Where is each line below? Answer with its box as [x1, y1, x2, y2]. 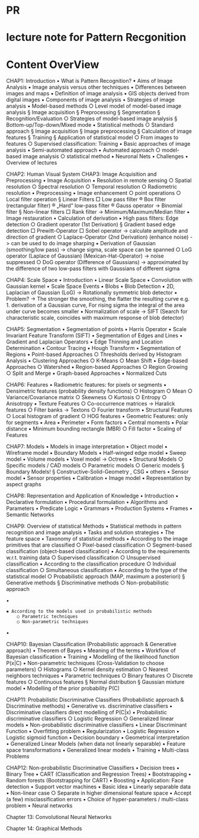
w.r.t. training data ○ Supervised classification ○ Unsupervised [6, 554, 161, 561]
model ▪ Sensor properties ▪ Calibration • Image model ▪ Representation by [6, 474, 191, 481]
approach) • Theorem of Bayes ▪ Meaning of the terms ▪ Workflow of [6, 647, 176, 654]
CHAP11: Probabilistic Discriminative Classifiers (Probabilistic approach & [6, 696, 184, 704]
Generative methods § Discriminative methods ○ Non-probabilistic [6, 579, 169, 586]
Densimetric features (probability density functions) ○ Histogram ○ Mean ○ [6, 387, 192, 394]
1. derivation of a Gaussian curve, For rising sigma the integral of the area [6, 301, 185, 309]
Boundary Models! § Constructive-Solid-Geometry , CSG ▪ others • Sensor [6, 468, 189, 476]
